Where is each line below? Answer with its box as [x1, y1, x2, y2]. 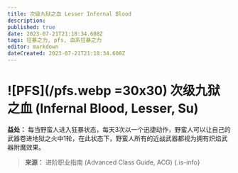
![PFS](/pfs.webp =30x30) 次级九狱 [7, 83, 220, 99]
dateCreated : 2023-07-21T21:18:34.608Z [7, 50, 126, 57]
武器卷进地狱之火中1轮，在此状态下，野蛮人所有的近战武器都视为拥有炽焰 [7, 134, 222, 143]
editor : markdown [7, 43, 59, 50]
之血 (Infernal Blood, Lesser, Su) [7, 101, 199, 117]
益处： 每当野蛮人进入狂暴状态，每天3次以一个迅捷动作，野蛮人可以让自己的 [7, 125, 231, 133]
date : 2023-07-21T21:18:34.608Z [7, 30, 103, 38]
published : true [7, 23, 55, 30]
